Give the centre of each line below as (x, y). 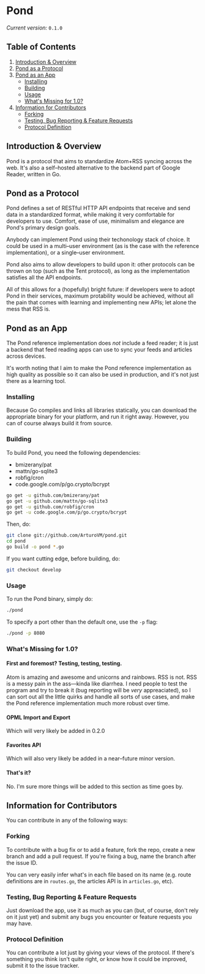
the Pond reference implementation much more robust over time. (88, 703)
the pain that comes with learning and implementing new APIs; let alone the (102, 303)
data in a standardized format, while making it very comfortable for (91, 215)
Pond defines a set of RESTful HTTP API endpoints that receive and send (99, 208)
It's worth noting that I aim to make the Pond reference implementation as (99, 368)
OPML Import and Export (38, 717)
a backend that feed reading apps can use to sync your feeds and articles (99, 350)
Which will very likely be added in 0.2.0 (56, 731)
